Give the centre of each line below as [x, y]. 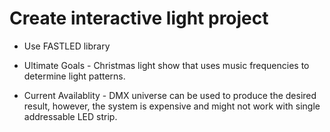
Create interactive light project [139, 18]
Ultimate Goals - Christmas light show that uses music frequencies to [166, 65]
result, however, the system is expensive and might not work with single [172, 106]
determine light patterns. [74, 76]
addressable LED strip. [70, 116]
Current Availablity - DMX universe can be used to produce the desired [170, 95]
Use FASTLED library [67, 46]
